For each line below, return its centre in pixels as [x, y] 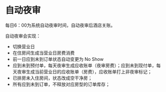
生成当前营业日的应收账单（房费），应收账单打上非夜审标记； [89, 71]
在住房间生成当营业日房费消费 [43, 53]
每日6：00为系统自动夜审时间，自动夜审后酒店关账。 [60, 25]
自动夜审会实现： [23, 36]
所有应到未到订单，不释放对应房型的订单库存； [61, 84]
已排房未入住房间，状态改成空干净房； [52, 78]
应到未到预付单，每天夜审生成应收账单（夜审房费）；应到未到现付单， [84, 65]
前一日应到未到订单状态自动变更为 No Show [58, 59]
